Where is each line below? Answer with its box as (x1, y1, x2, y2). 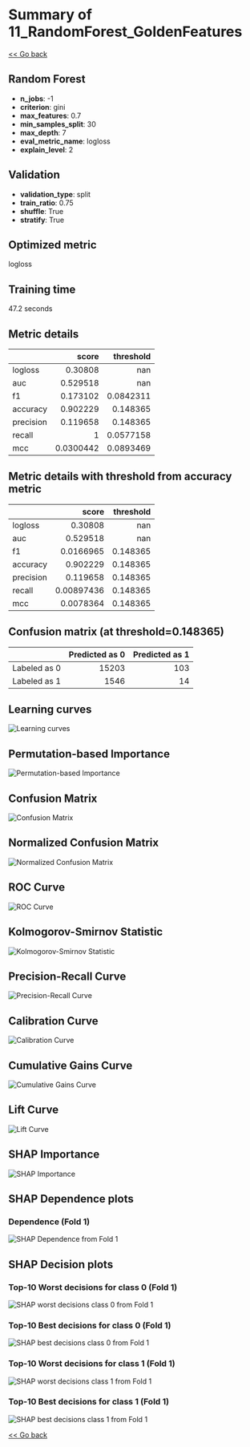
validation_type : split (19, 189, 91, 199)
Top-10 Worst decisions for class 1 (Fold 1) (8, 1358, 176, 1369)
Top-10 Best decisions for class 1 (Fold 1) (8, 1396, 170, 1408)
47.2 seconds (8, 304, 53, 313)
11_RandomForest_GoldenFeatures (8, 22, 243, 41)
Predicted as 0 (68, 649, 126, 660)
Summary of (8, 6, 92, 24)
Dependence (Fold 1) (8, 1216, 91, 1227)
